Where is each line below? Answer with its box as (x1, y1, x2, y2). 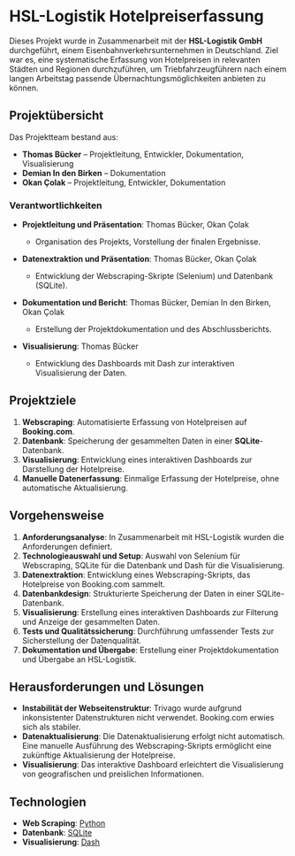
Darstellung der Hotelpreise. (21, 463, 125, 474)
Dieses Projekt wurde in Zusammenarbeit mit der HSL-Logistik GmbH (9, 35, 263, 46)
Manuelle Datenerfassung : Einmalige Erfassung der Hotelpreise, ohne (21, 473, 280, 483)
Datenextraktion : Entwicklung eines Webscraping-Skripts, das (21, 569, 251, 580)
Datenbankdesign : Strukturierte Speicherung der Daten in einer (21, 588, 255, 598)
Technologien (9, 794, 87, 809)
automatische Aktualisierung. (21, 482, 128, 493)
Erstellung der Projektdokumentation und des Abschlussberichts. (34, 324, 272, 335)
